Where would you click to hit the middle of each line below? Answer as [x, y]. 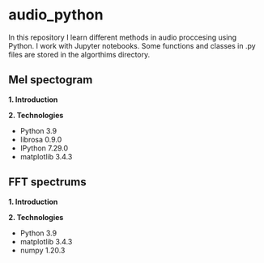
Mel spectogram [51, 80]
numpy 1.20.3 [43, 250]
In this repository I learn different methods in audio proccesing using [123, 37]
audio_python [56, 15]
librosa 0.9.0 [41, 139]
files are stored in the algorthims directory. [79, 54]
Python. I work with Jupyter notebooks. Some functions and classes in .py [132, 45]
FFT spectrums [47, 182]
